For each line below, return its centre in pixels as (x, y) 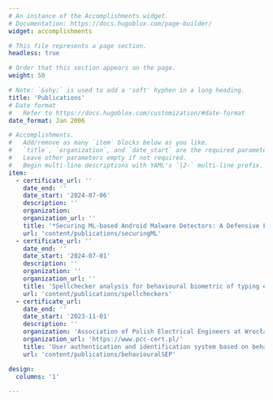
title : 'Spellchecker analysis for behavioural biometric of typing (141, 286)
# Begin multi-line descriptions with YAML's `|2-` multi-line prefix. (136, 165)
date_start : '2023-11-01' (67, 317)
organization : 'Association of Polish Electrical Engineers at (132, 332)
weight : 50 (27, 76)
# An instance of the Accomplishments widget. (89, 16)
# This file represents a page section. (78, 46)
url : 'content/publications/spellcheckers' (98, 293)
